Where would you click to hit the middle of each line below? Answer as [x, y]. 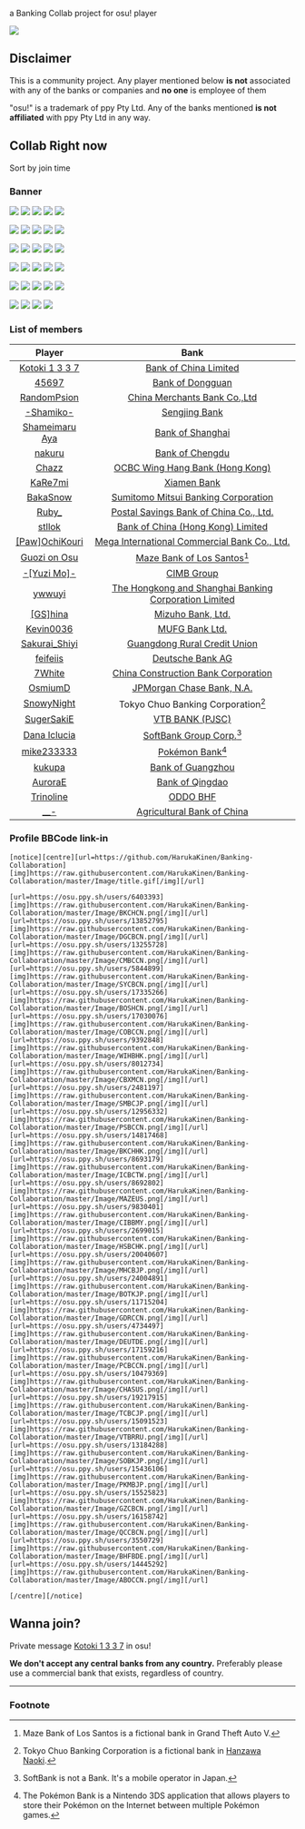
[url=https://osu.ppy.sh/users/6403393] [87, 897]
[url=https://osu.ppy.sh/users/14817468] [89, 1135]
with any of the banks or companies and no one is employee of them [138, 90]
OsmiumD [49, 687]
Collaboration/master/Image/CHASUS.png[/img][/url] [109, 1389]
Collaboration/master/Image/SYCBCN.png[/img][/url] [109, 984]
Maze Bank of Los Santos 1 [192, 557]
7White [49, 673]
